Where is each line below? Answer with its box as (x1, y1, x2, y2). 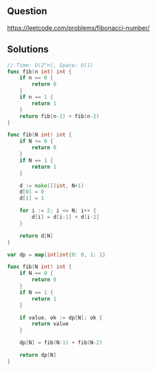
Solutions (7, 44, 49, 56)
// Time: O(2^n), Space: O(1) (7, 62, 94, 69)
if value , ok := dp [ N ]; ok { (19, 314, 103, 321)
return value (32, 320, 69, 328)
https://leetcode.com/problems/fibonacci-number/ (7, 23, 150, 32)
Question (7, 5, 47, 17)
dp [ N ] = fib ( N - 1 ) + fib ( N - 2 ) (19, 339, 103, 346)
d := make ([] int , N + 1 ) (19, 182, 84, 189)
